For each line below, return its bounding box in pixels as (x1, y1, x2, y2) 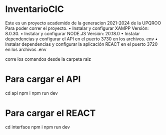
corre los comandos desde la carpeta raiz (5, 56, 91, 62)
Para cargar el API (5, 74, 81, 85)
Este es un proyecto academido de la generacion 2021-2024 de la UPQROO (5, 20, 161, 26)
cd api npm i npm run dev (5, 90, 58, 96)
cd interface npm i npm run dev (5, 124, 70, 130)
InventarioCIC (5, 3, 64, 15)
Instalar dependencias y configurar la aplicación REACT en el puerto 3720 (5, 41, 158, 47)
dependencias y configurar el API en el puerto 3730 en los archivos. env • (5, 36, 158, 42)
